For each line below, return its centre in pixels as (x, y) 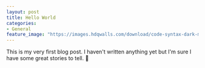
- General (19, 29)
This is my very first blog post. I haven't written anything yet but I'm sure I (99, 52)
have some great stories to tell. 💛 (48, 58)
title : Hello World (31, 18)
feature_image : (26, 35)
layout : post (23, 12)
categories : (21, 23)
